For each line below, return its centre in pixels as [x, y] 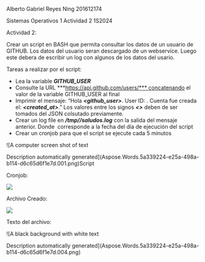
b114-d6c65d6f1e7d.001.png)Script [50, 163]
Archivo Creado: [27, 199]
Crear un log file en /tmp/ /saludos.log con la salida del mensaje [96, 120]
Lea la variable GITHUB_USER [53, 81]
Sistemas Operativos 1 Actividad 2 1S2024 [60, 21]
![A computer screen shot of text [47, 145]
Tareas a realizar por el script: [44, 69]
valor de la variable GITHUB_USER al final [67, 94]
